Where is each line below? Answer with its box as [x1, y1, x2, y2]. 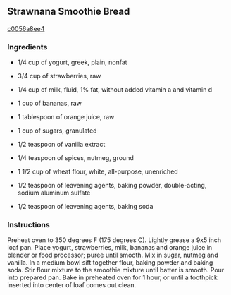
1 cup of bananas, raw [17, 99, 82, 108]
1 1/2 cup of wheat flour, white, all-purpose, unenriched [17, 167, 178, 176]
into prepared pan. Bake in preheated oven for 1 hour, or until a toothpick [7, 273, 218, 282]
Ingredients [7, 42, 48, 52]
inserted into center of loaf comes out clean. [7, 281, 137, 289]
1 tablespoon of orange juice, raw [17, 113, 115, 121]
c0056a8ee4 [7, 24, 45, 32]
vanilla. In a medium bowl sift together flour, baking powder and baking [7, 258, 213, 267]
